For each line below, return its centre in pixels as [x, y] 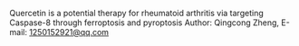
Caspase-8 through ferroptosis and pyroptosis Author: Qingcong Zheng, [144, 23]
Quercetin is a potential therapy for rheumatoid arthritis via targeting [137, 13]
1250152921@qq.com [69, 32]
